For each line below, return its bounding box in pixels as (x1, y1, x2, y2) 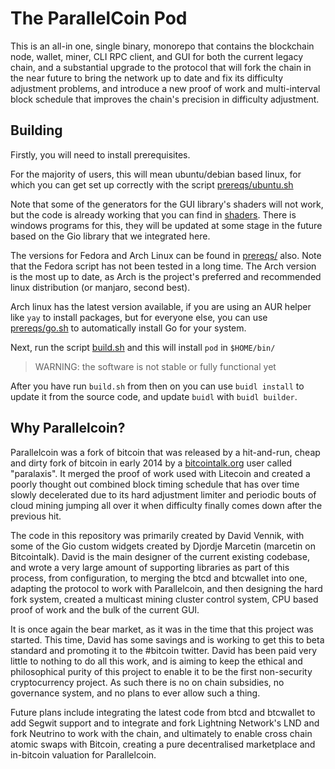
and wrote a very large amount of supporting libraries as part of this (10, 561, 290, 573)
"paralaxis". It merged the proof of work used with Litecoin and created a (10, 467, 311, 479)
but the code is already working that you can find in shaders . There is (10, 208, 297, 221)
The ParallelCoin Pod (10, 7, 188, 30)
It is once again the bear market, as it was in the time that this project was (10, 623, 314, 635)
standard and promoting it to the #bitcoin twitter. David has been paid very (10, 644, 317, 656)
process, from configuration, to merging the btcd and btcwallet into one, (10, 572, 308, 584)
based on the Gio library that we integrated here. (10, 230, 211, 242)
